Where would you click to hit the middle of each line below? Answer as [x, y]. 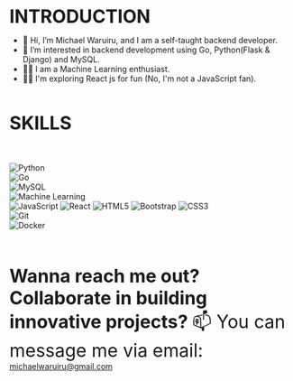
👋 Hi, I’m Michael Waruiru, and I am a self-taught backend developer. [150, 40]
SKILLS [41, 123]
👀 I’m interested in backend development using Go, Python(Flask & [146, 50]
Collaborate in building [108, 298]
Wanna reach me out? [105, 276]
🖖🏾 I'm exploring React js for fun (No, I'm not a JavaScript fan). [139, 79]
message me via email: [106, 351]
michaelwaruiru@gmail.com [61, 366]
